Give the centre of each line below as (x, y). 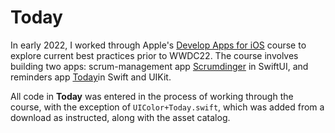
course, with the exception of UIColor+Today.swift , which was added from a (167, 107)
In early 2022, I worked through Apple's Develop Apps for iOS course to (158, 45)
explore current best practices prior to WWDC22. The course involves (154, 55)
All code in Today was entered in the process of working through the (152, 96)
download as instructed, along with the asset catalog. (120, 117)
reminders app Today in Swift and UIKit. (91, 77)
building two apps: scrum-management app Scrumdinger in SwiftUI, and (159, 66)
